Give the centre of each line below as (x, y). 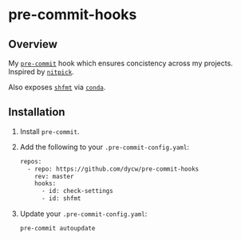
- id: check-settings (77, 191)
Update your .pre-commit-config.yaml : (83, 214)
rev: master (54, 176)
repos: (31, 161)
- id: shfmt (61, 199)
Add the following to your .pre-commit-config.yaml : (105, 147)
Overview (33, 44)
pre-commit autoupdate (57, 229)
